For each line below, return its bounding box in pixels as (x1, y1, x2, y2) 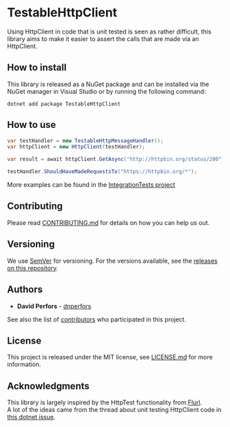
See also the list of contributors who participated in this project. (7, 315, 187, 323)
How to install (7, 62, 67, 73)
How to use (7, 119, 56, 131)
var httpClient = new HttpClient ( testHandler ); (7, 144, 146, 151)
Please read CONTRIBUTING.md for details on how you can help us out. (7, 218, 210, 227)
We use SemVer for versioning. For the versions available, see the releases (7, 257, 218, 265)
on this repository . (7, 263, 58, 272)
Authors (7, 284, 43, 296)
